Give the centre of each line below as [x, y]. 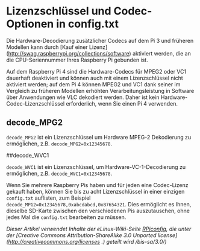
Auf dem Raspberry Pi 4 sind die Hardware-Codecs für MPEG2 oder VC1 [96, 71]
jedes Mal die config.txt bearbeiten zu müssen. [66, 217]
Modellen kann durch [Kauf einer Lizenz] [57, 47]
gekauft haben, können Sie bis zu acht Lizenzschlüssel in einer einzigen [95, 191]
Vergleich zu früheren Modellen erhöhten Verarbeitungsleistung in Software [100, 91]
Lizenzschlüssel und [59, 11]
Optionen [30, 24]
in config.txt [88, 24]
